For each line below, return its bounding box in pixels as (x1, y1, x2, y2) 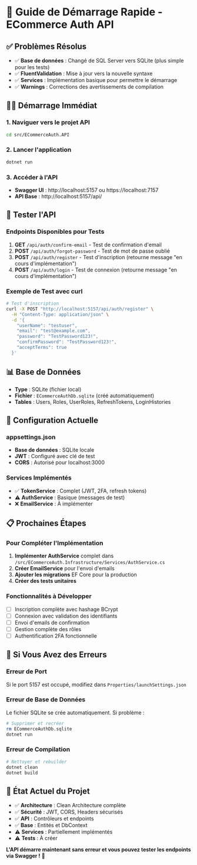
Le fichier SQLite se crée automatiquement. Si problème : (6, 709, 145, 716)
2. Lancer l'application (6, 146, 72, 154)
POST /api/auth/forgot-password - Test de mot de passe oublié (14, 247, 171, 254)
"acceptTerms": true (16, 345, 67, 351)
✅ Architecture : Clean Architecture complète (14, 802, 126, 809)
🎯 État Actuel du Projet (6, 786, 90, 796)
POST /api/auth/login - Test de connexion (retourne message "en (14, 266, 178, 273)
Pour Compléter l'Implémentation (6, 538, 103, 547)
